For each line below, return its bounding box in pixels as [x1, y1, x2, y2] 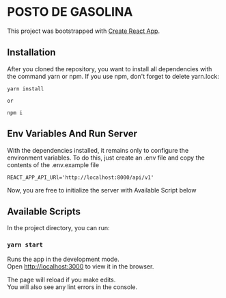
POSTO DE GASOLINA [7, 4, 133, 20]
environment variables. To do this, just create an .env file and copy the [7, 153, 205, 162]
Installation [7, 47, 56, 58]
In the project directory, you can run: [7, 224, 110, 232]
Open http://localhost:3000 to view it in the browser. [7, 262, 154, 271]
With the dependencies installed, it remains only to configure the [7, 146, 189, 154]
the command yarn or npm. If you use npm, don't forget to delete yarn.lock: [7, 72, 220, 80]
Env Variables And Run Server [7, 128, 138, 140]
